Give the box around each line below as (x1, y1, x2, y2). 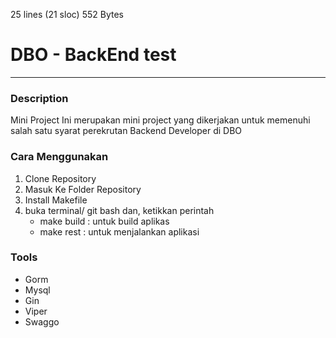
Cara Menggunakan (10, 150, 109, 164)
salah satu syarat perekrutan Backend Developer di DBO (10, 125, 243, 137)
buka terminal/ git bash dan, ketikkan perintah (24, 204, 215, 216)
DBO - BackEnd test (10, 44, 177, 66)
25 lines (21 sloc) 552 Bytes (10, 9, 124, 20)
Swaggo (24, 315, 60, 328)
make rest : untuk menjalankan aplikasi (39, 225, 200, 238)
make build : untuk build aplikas (39, 215, 170, 227)
